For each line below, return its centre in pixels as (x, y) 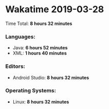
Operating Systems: (31, 91)
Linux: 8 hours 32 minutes (41, 102)
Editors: (15, 66)
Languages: (20, 37)
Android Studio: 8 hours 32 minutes (51, 77)
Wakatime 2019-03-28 (55, 9)
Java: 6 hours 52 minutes (40, 48)
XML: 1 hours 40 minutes (40, 53)
